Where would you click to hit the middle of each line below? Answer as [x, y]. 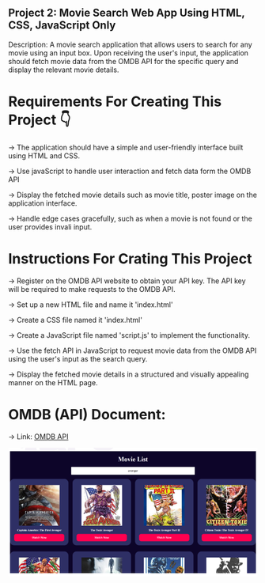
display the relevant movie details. [64, 70]
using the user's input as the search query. [78, 358]
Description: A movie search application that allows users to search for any [131, 44]
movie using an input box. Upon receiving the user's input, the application [129, 53]
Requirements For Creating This [115, 101]
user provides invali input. [50, 227]
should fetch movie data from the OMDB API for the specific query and [123, 61]
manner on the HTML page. [53, 382]
